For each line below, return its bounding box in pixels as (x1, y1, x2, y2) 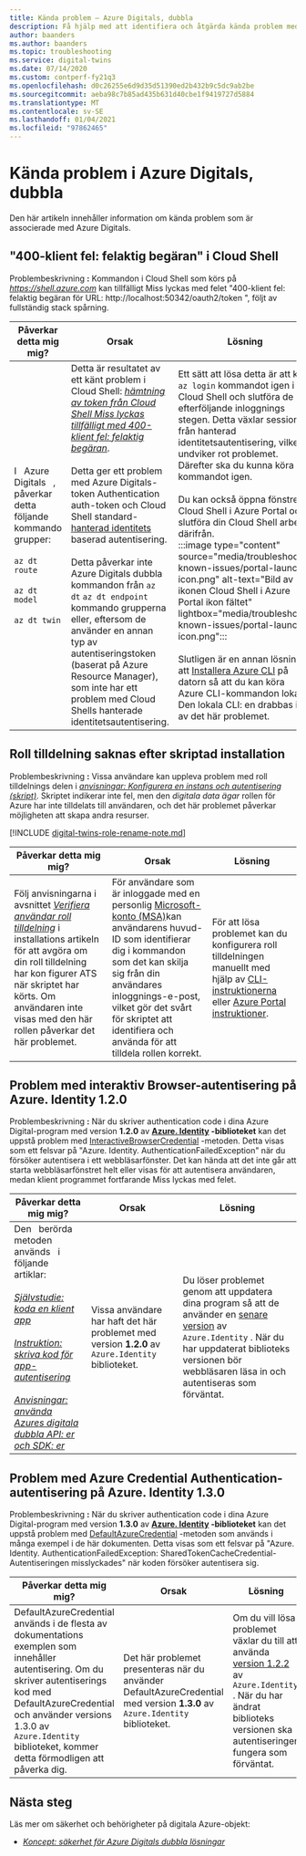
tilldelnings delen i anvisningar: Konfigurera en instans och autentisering (9, 780, 282, 791)
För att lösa (211, 915, 260, 928)
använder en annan (70, 624, 154, 637)
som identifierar (123, 933, 191, 945)
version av (182, 1319, 228, 1332)
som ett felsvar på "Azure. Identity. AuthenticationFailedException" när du (9, 1145, 286, 1156)
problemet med (90, 1327, 157, 1340)
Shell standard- (70, 510, 138, 523)
